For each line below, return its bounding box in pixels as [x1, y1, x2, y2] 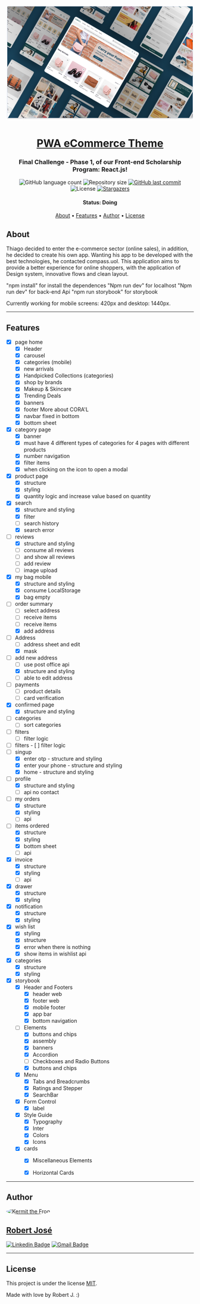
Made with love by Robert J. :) [6, 1291, 80, 1299]
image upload [23, 567, 58, 574]
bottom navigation [32, 1017, 77, 1025]
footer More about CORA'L [23, 406, 89, 413]
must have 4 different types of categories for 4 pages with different [23, 439, 189, 446]
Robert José [6, 1225, 52, 1235]
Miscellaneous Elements [32, 1157, 92, 1164]
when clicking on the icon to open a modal [23, 466, 128, 473]
